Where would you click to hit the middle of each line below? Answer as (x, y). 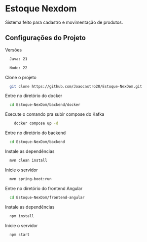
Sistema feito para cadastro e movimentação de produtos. (64, 22)
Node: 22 (18, 68)
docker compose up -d (36, 123)
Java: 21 (18, 59)
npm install (22, 216)
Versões (14, 49)
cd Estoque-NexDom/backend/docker (45, 105)
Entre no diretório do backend (35, 133)
